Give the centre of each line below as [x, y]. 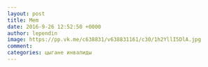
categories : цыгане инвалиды [50, 53]
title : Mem [23, 20]
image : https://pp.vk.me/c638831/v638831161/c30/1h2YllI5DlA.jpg [104, 40]
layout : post [26, 14]
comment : [20, 46]
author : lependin [32, 33]
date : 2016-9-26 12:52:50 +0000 [54, 27]
